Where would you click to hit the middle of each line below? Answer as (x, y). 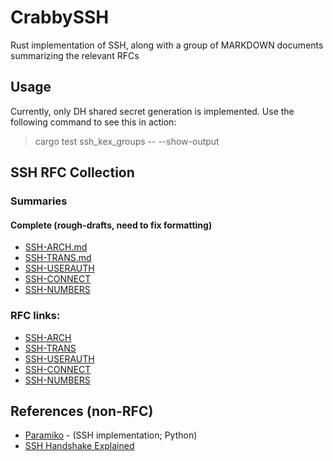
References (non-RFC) (82, 411)
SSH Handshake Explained (79, 446)
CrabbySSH (60, 17)
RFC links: (35, 316)
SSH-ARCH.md (56, 247)
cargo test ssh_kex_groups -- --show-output (127, 141)
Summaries (39, 201)
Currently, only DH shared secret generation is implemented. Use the (152, 111)
